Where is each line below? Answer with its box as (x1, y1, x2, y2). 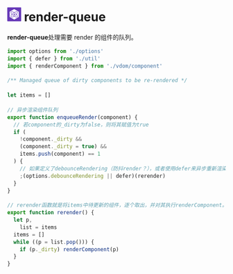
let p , (13, 216, 33, 224)
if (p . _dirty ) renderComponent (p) (19, 245, 119, 253)
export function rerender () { (7, 209, 95, 216)
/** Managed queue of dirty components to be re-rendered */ (7, 77, 188, 84)
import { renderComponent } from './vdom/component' (7, 63, 163, 70)
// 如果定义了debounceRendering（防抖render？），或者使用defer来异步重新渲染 (19, 165, 227, 172)
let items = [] (7, 92, 51, 99)
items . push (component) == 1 (19, 150, 101, 158)
